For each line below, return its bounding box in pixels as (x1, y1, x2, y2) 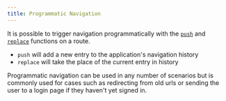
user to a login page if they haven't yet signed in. (7, 86, 147, 94)
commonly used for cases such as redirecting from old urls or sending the (7, 78, 220, 87)
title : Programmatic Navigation (7, 10, 101, 17)
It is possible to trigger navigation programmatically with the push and (7, 29, 206, 38)
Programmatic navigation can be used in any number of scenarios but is (7, 71, 213, 79)
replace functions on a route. (7, 36, 90, 45)
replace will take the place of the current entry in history (17, 57, 179, 66)
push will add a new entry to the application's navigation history (17, 50, 199, 59)
